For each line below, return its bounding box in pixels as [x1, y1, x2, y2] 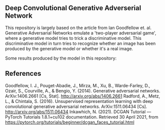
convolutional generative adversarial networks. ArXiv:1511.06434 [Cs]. [5, 103, 147, 109]
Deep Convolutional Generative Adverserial [5, 4, 141, 12]
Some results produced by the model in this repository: [5, 55, 117, 61]
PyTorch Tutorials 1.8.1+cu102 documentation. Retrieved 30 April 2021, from [5, 114, 159, 120]
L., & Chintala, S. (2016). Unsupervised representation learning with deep [5, 98, 154, 104]
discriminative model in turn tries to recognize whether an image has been [5, 40, 156, 46]
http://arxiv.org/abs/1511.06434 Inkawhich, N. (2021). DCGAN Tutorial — [5, 108, 151, 115]
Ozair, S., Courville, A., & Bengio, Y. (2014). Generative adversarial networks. [5, 88, 161, 94]
